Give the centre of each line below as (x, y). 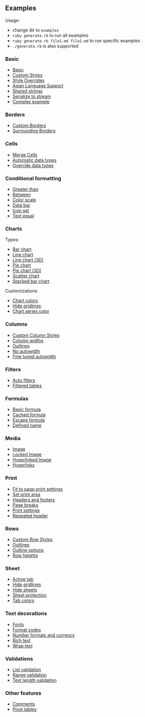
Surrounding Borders (34, 131)
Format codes (27, 629)
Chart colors (25, 301)
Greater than (25, 189)
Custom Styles (27, 75)
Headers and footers (34, 499)
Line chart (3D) (28, 260)
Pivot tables (24, 709)
